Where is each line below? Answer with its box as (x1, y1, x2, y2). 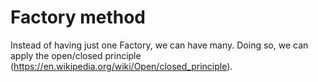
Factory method (10, 6, 146, 29)
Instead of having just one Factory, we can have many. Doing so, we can (10, 39, 309, 51)
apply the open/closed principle (10, 49, 142, 61)
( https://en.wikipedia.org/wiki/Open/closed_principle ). (10, 60, 233, 72)
